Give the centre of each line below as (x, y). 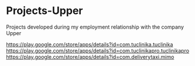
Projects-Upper (45, 11)
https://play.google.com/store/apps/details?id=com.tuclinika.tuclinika (90, 44)
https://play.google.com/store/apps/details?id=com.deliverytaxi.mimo (90, 57)
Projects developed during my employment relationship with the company (95, 27)
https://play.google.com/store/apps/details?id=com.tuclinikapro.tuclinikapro (97, 50)
